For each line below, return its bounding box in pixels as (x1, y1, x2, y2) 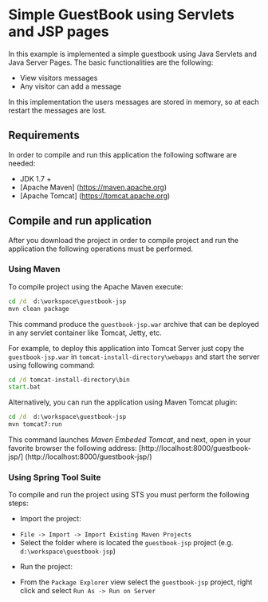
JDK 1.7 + (19, 173, 52, 183)
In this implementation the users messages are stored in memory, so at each (8, 97, 259, 106)
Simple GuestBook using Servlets (8, 6, 235, 24)
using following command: (8, 360, 96, 369)
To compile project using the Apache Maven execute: (8, 281, 183, 291)
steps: (8, 498, 29, 508)
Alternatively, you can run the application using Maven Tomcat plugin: (8, 397, 238, 407)
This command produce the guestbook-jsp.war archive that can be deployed (8, 319, 259, 329)
